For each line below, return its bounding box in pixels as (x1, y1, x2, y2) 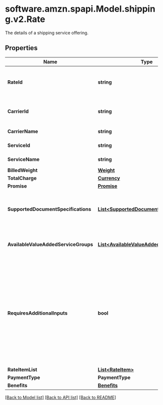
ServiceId (7, 142, 31, 149)
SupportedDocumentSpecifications (7, 206, 91, 212)
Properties (5, 44, 38, 52)
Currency (98, 175, 120, 181)
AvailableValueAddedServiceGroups (7, 241, 94, 247)
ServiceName (7, 156, 40, 162)
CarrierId (7, 108, 29, 115)
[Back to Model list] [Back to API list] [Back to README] (5, 394, 116, 400)
